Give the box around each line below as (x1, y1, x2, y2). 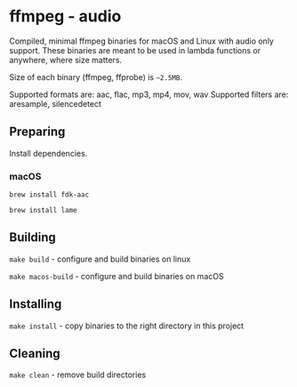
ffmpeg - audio (9, 6, 122, 27)
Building (9, 230, 56, 246)
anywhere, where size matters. (9, 54, 123, 65)
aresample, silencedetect (9, 98, 102, 109)
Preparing (9, 125, 66, 140)
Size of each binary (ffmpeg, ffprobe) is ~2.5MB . (9, 71, 182, 82)
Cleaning (9, 346, 60, 361)
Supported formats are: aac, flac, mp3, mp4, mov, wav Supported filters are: (9, 89, 289, 100)
